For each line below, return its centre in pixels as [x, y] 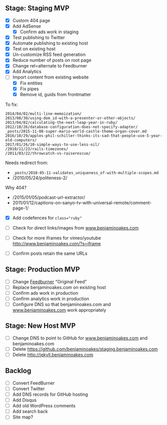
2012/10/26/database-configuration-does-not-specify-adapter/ [71, 127]
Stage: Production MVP [43, 270]
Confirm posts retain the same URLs [50, 253]
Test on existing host [34, 49]
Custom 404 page [31, 20]
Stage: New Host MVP [41, 326]
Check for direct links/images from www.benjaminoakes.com [75, 228]
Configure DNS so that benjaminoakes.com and [62, 304]
